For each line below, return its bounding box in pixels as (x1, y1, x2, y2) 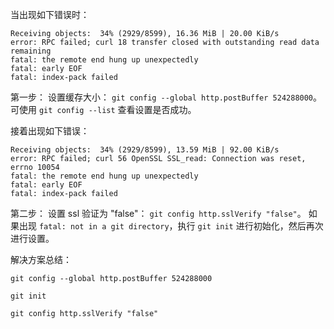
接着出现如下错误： (10, 125, 90, 137)
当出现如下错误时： (10, 9, 90, 20)
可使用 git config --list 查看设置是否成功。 (10, 104, 197, 115)
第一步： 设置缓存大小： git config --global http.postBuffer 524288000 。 (10, 91, 323, 103)
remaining (10, 46, 52, 56)
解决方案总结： (10, 254, 72, 265)
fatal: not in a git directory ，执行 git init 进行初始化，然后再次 (38, 220, 324, 232)
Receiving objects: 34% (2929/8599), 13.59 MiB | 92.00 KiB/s (10, 145, 280, 155)
